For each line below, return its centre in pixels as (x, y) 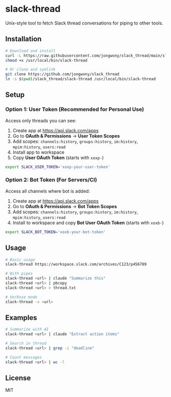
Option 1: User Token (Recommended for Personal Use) (75, 109)
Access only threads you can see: (41, 120)
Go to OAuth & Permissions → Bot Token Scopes (65, 206)
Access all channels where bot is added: (48, 191)
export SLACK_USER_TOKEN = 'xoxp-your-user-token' (58, 167)
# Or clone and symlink (31, 69)
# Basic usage (20, 260)
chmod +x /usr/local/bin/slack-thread (46, 60)
